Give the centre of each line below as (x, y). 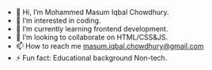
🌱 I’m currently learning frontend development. (92, 29)
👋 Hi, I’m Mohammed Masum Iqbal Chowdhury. (92, 12)
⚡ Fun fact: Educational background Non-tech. (91, 58)
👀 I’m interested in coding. (58, 20)
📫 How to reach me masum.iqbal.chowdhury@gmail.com (110, 46)
